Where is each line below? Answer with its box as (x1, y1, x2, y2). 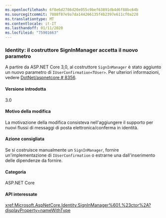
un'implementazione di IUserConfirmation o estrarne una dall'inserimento (5, 152, 155, 158)
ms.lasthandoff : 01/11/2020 (5, 26, 63, 31)
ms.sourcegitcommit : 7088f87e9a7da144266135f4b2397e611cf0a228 (5, 12, 139, 17)
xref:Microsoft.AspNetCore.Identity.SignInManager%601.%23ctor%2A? (5, 202, 151, 208)
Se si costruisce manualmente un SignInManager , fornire (5, 147, 119, 153)
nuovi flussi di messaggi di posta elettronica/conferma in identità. (5, 124, 139, 130)
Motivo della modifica (5, 109, 51, 114)
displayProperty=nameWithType (5, 208, 71, 214)
